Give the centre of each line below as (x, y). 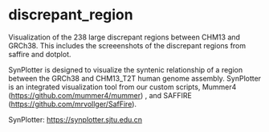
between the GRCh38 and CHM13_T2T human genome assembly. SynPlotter (135, 78)
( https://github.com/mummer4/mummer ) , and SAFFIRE (100, 95)
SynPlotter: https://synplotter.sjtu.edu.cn (75, 119)
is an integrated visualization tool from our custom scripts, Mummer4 (122, 87)
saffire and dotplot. (40, 54)
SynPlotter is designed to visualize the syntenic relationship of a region (126, 69)
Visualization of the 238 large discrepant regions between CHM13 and (124, 37)
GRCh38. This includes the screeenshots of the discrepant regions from (127, 45)
